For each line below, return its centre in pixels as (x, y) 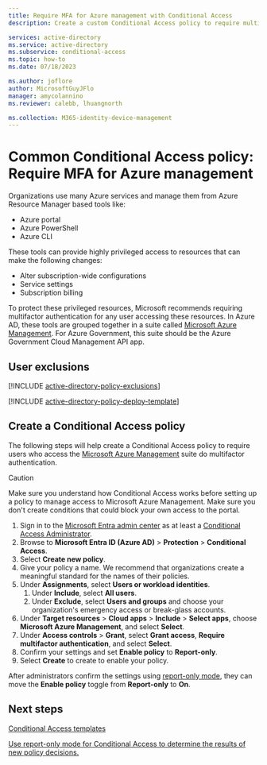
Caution (21, 477)
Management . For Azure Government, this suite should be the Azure (120, 334)
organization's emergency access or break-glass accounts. (129, 609)
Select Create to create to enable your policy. (94, 660)
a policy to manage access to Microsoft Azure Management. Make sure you (132, 501)
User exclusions (49, 367)
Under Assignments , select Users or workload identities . (115, 584)
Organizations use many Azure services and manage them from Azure (123, 196)
